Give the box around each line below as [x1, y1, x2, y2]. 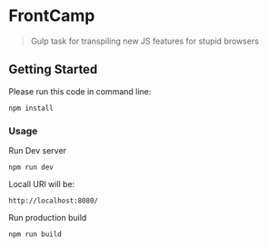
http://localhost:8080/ [8, 196, 99, 205]
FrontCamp [8, 5, 95, 26]
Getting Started [8, 62, 98, 77]
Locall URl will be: [8, 179, 75, 190]
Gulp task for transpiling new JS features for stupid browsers [30, 35, 260, 46]
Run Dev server [8, 145, 67, 156]
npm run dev [8, 163, 54, 173]
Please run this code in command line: [8, 85, 152, 96]
